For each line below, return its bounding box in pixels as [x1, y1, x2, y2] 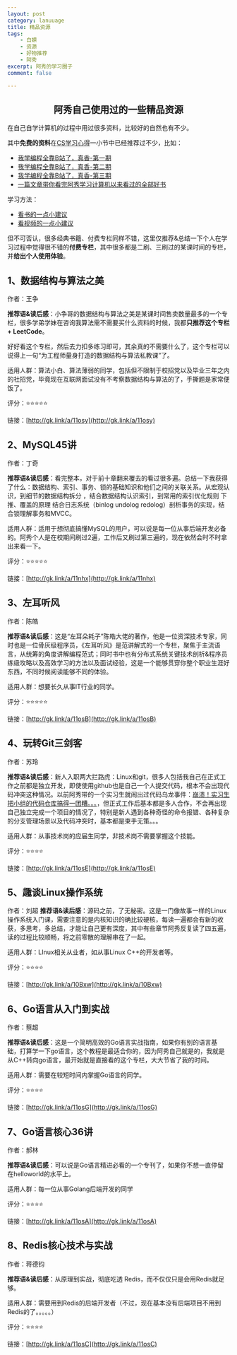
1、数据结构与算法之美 [7, 274, 104, 286]
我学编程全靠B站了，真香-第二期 [17, 163, 111, 171]
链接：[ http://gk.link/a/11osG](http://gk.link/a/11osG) [7, 1103, 157, 1112]
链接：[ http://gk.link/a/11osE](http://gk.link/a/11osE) [7, 864, 156, 872]
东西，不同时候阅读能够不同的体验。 [7, 667, 113, 676]
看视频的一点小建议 [17, 219, 74, 228]
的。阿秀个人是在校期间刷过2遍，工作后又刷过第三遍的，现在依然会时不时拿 [7, 533, 228, 541]
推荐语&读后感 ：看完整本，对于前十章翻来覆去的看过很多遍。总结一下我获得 [7, 474, 228, 482]
